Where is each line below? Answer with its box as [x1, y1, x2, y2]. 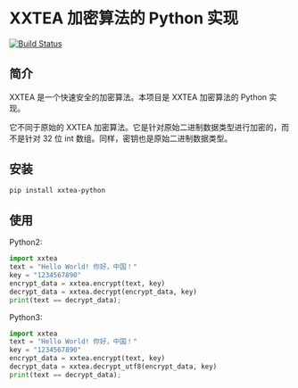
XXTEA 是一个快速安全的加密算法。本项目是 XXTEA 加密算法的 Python [9, 91, 268, 103]
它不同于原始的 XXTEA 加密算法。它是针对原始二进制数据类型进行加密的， [9, 121, 282, 132]
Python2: [9, 237, 43, 248]
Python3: [9, 311, 43, 322]
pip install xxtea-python [9, 186, 105, 194]
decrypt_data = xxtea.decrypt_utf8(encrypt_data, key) [9, 362, 218, 371]
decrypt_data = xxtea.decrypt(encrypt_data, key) [9, 287, 198, 296]
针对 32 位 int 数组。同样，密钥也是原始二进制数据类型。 [24, 133, 233, 144]
